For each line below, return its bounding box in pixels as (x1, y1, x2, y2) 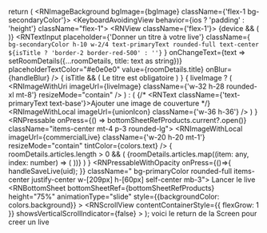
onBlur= (205, 65, 232, 74)
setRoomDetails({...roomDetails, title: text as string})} (8, 56, 182, 65)
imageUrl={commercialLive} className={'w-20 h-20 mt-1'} (8, 132, 205, 142)
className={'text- (178, 90, 241, 99)
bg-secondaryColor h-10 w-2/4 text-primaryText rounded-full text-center (8, 41, 260, 49)
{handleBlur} (8, 73, 50, 82)
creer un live (8, 217, 50, 227)
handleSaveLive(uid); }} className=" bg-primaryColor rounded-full (8, 167, 233, 176)
